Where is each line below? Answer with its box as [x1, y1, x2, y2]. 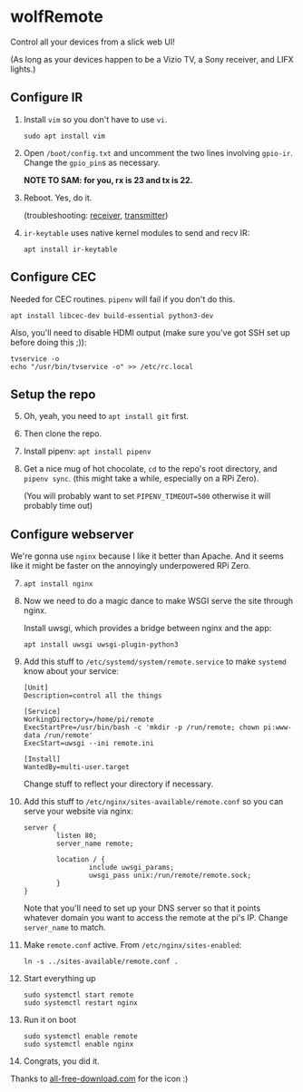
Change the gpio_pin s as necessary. [23, 157, 161, 168]
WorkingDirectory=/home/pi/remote [23, 715, 154, 725]
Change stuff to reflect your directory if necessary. [23, 778, 214, 790]
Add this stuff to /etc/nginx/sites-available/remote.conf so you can [23, 796, 284, 807]
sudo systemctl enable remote [23, 1032, 139, 1041]
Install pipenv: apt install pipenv [23, 446, 151, 457]
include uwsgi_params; [88, 863, 175, 873]
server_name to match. [23, 922, 107, 933]
